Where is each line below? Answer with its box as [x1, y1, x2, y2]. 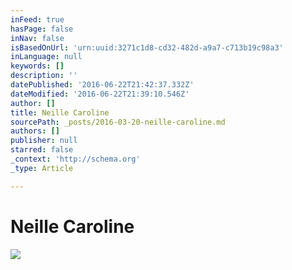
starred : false [10, 145, 74, 155]
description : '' [10, 71, 78, 81]
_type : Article [10, 163, 74, 173]
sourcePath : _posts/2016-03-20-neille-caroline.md [10, 117, 226, 127]
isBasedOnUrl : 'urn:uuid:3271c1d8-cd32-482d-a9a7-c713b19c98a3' [10, 42, 284, 53]
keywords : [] [10, 61, 65, 71]
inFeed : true [10, 14, 65, 25]
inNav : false [10, 33, 65, 43]
